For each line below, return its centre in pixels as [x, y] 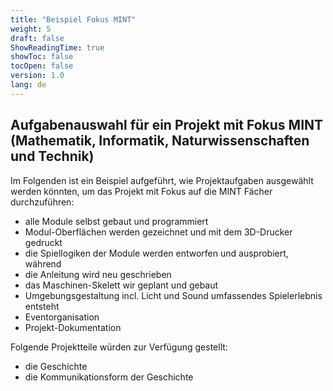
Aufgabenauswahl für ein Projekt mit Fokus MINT [167, 125]
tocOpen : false [42, 66]
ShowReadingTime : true [57, 47]
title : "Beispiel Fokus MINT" [73, 19]
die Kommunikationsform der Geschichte [109, 377]
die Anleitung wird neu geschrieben [98, 274]
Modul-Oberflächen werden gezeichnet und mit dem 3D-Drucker [158, 232]
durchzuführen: [42, 202]
